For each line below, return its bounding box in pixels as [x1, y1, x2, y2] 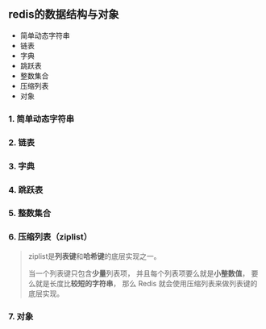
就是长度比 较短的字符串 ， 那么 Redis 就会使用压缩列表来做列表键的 [35, 278, 258, 288]
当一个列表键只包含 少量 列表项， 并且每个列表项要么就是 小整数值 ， [27, 269, 250, 278]
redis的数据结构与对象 [8, 7, 119, 22]
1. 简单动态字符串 [8, 113, 75, 124]
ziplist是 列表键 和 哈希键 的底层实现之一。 [27, 251, 161, 260]
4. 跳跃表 [8, 184, 44, 195]
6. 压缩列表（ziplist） [8, 231, 93, 243]
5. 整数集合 [8, 208, 52, 219]
